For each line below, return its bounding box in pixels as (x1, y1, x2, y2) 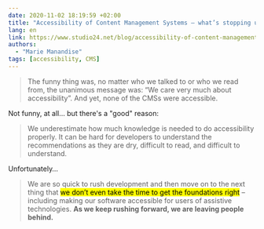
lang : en (8, 26, 37, 34)
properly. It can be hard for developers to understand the (27, 132, 212, 141)
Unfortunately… (8, 164, 59, 173)
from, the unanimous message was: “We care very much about (27, 85, 232, 94)
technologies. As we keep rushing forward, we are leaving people (27, 204, 244, 213)
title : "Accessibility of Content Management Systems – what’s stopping (8, 19, 251, 27)
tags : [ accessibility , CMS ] (8, 56, 101, 64)
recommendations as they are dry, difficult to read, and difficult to (27, 140, 240, 150)
